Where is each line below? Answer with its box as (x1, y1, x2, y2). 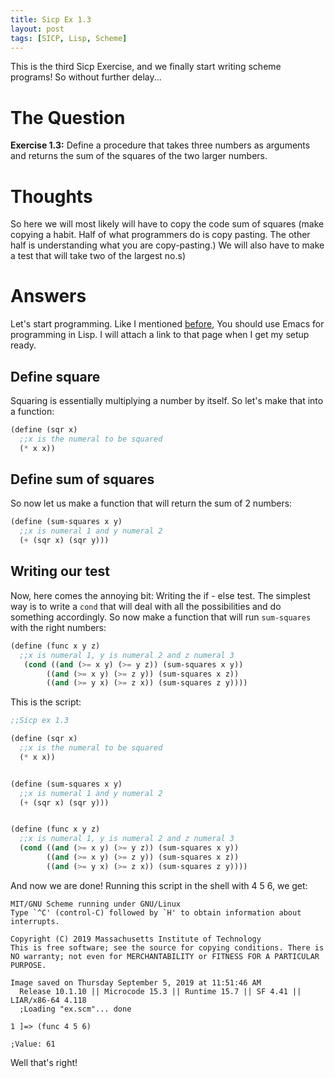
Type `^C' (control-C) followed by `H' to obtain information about (10, 907, 302, 918)
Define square (10, 368, 101, 385)
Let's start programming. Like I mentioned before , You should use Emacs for (10, 318, 325, 330)
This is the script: (10, 696, 82, 708)
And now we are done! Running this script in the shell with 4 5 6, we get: (10, 879, 308, 891)
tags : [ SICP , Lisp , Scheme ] (10, 33, 128, 43)
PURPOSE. (10, 960, 47, 970)
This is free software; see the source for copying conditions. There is (10, 942, 325, 953)
